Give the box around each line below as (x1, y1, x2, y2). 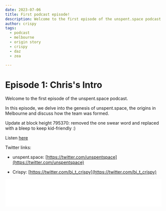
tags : (5, 26, 16, 31)
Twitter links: (5, 144, 31, 150)
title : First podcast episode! (5, 12, 70, 17)
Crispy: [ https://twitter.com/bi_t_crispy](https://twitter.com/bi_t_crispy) (12, 169, 157, 175)
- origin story (9, 40, 41, 45)
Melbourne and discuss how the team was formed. (5, 110, 109, 117)
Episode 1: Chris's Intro (5, 79, 102, 90)
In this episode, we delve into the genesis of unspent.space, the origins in (5, 105, 156, 111)
